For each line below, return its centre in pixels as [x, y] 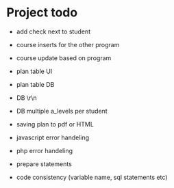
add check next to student [53, 31]
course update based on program [64, 58]
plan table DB [35, 84]
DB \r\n [26, 98]
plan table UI [34, 71]
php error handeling [45, 150]
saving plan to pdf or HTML [55, 124]
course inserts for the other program [68, 44]
